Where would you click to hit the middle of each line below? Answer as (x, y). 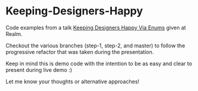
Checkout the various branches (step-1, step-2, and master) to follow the (95, 45)
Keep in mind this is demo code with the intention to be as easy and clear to (99, 63)
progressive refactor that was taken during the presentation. (80, 51)
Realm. (14, 34)
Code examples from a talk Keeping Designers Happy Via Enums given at (96, 28)
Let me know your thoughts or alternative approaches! (73, 81)
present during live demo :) (39, 69)
